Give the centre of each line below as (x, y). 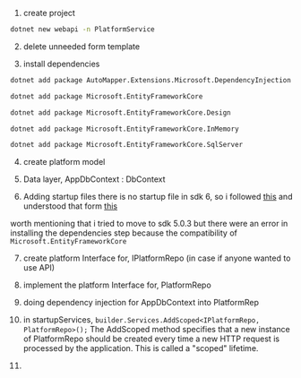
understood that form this (70, 206)
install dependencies (61, 64)
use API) (39, 268)
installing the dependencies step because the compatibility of (124, 233)
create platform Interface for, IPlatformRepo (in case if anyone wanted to (157, 258)
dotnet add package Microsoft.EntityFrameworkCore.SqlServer (127, 145)
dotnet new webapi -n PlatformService (82, 30)
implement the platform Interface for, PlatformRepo (117, 285)
